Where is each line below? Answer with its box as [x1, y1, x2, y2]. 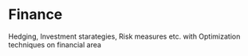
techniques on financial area [8, 39, 102, 49]
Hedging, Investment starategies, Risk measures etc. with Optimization [8, 32, 241, 41]
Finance [8, 6, 63, 24]
